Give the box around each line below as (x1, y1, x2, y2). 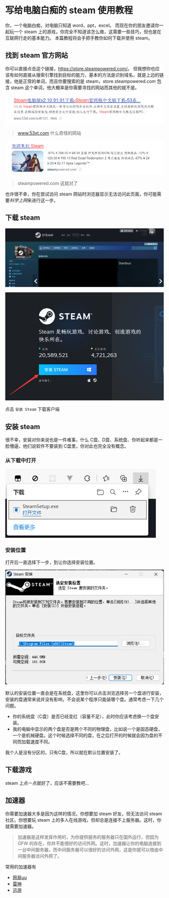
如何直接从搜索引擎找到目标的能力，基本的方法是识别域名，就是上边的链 (14, 72, 164, 78)
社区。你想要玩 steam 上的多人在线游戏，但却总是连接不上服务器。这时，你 (5, 817, 162, 823)
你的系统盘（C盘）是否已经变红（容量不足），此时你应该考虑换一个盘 (12, 713, 155, 719)
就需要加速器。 (5, 823, 36, 829)
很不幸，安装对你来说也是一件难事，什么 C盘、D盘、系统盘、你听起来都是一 (5, 437, 163, 443)
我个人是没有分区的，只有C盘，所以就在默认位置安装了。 (5, 749, 123, 755)
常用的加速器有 (5, 864, 36, 870)
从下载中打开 (5, 457, 37, 464)
